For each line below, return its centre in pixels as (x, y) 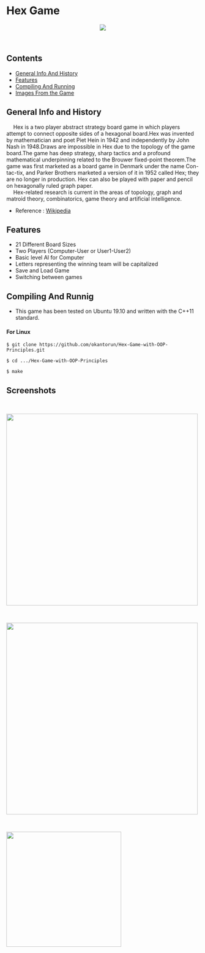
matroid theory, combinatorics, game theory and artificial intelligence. (94, 199)
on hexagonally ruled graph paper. (50, 185)
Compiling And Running (45, 86)
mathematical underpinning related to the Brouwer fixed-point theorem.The (101, 160)
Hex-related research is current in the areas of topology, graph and (98, 192)
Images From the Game (45, 93)
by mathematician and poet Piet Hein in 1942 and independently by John (98, 140)
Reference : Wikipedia (43, 210)
